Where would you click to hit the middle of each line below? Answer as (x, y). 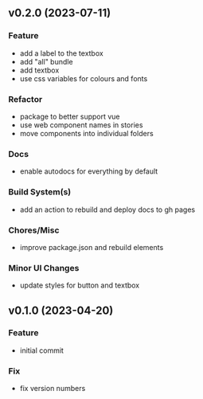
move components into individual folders (86, 133)
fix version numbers (53, 389)
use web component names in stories (81, 125)
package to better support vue (70, 116)
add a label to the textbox (61, 53)
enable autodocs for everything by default (89, 171)
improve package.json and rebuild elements (92, 247)
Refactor (25, 99)
